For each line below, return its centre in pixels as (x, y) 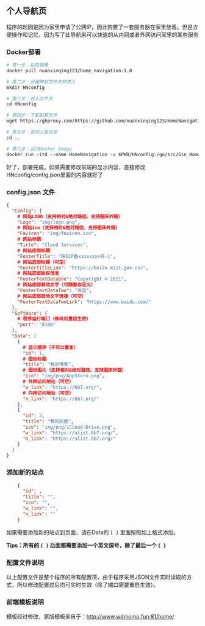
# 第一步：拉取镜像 (27, 65)
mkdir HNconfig (26, 88)
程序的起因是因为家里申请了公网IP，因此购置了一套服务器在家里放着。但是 (100, 27)
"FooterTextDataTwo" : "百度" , (55, 291)
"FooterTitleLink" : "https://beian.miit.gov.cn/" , (83, 268)
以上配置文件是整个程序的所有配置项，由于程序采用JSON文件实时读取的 (97, 577)
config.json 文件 (31, 192)
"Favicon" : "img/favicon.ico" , (57, 234)
